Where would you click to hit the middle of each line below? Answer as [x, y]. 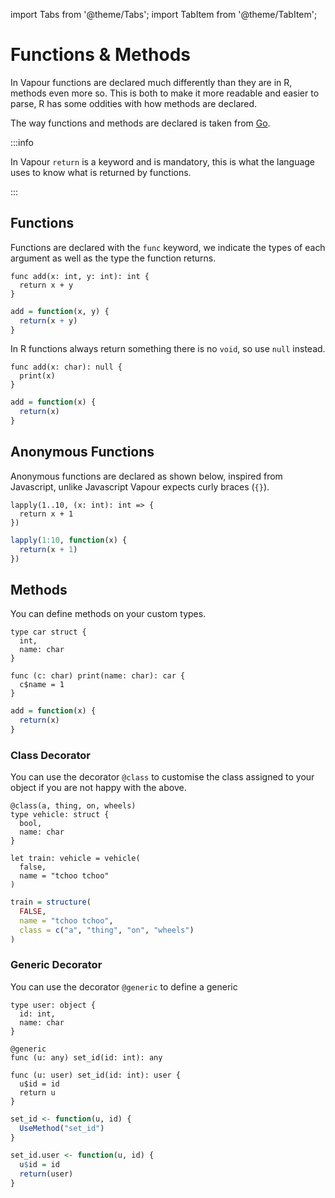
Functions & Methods [101, 55]
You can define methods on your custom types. [108, 614]
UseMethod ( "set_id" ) [62, 1128]
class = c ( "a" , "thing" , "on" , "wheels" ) [107, 930]
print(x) [37, 376]
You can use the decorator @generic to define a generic [124, 986]
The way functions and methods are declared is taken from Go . [140, 123]
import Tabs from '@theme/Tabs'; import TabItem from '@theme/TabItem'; [164, 14]
